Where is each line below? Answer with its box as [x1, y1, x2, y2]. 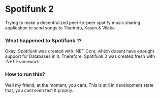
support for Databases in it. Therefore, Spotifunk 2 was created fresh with [5, 53, 155, 59]
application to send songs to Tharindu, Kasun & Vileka [5, 24, 115, 30]
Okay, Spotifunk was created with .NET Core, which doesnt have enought [5, 48, 154, 54]
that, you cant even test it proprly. [5, 87, 74, 93]
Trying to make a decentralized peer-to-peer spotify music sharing [5, 20, 141, 25]
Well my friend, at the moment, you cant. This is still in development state [5, 82, 154, 88]
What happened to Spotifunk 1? [5, 37, 82, 44]
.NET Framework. [5, 59, 40, 65]
